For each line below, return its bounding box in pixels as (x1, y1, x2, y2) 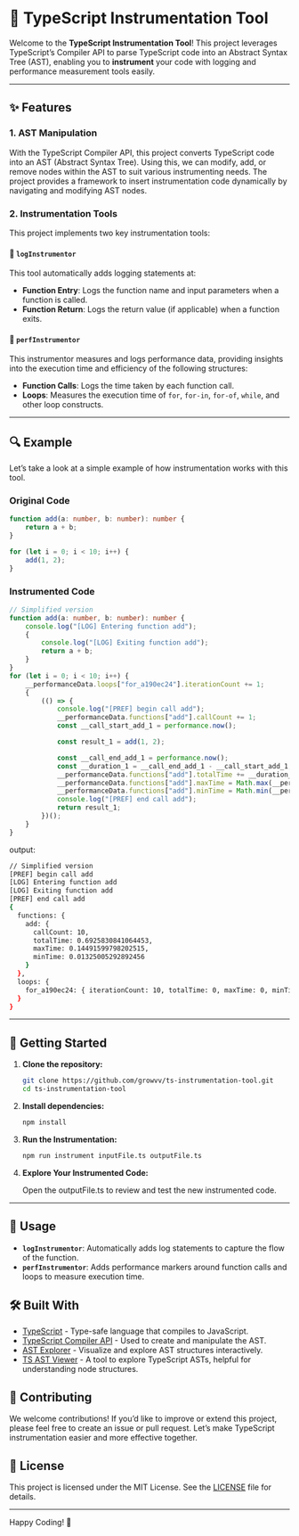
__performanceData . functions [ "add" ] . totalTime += (56, 770, 245, 779)
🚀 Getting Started (9, 1035, 108, 1050)
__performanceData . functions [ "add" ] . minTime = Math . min (56, 786, 269, 796)
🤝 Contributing (9, 1390, 93, 1405)
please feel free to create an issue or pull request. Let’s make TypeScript (9, 1423, 275, 1433)
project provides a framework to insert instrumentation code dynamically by (9, 176, 287, 186)
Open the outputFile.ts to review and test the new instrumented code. (21, 1185, 278, 1195)
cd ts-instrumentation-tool (21, 1085, 126, 1094)
